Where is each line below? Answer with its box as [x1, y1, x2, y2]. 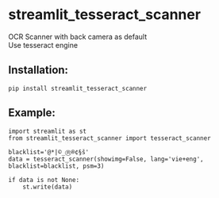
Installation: [8, 64, 69, 77]
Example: [8, 106, 56, 120]
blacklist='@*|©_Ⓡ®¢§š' [8, 148, 90, 156]
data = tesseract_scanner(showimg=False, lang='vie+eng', [8, 155, 204, 163]
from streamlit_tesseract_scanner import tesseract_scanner [8, 134, 212, 142]
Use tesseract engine [8, 40, 78, 49]
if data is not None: [8, 176, 80, 184]
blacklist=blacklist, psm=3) [8, 161, 105, 170]
